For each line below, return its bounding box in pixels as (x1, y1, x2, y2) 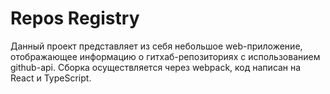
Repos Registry (10, 7, 140, 30)
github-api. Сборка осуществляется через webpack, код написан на (10, 61, 302, 73)
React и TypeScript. (10, 72, 92, 84)
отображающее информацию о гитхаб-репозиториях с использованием (10, 50, 321, 62)
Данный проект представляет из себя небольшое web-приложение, (10, 40, 303, 52)
